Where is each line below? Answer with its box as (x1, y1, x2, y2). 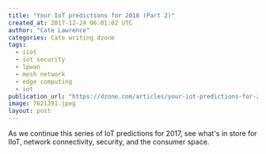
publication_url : (8, 92, 66, 100)
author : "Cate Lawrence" (8, 26, 90, 34)
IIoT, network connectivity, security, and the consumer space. (8, 137, 210, 146)
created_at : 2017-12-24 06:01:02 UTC (8, 19, 133, 27)
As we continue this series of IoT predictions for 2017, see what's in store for (8, 129, 257, 138)
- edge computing (15, 77, 73, 85)
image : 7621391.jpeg (8, 100, 77, 107)
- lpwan (15, 63, 41, 71)
